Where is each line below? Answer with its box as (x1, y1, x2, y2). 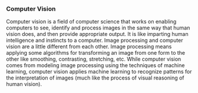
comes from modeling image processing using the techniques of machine (6, 62, 185, 69)
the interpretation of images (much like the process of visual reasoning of (6, 74, 184, 81)
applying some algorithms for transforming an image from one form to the (6, 49, 186, 57)
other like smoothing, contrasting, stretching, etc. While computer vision (6, 55, 181, 63)
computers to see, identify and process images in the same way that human (6, 24, 190, 31)
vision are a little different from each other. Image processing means (6, 43, 172, 50)
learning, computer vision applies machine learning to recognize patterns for (6, 68, 192, 75)
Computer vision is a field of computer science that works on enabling (6, 18, 177, 25)
